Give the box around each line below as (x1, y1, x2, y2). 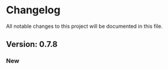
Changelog (6, 3, 61, 17)
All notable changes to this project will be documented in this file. (6, 23, 163, 30)
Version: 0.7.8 (6, 39, 58, 49)
